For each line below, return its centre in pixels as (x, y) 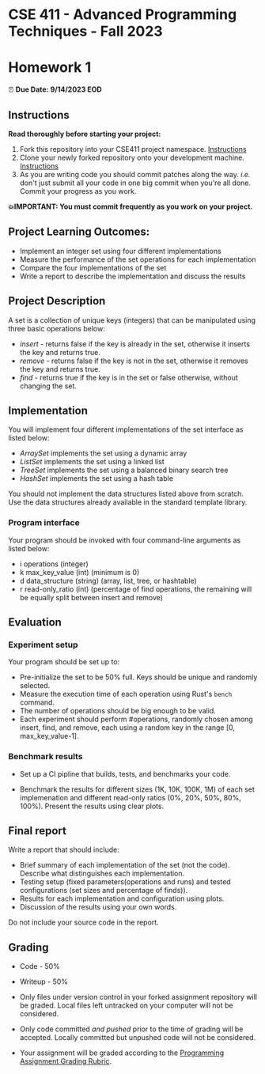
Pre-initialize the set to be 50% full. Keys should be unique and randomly (138, 677)
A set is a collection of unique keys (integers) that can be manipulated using (132, 320)
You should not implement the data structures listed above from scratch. (126, 494)
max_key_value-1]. (49, 736)
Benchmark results (45, 757)
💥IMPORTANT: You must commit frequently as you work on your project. (131, 206)
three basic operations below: (57, 328)
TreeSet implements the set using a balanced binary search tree (124, 470)
